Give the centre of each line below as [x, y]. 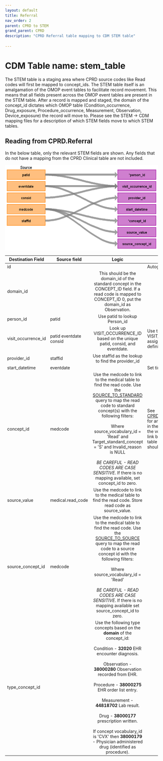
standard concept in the [118, 284]
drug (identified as [118, 747]
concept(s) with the [117, 411]
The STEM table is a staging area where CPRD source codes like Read [75, 79]
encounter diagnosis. [118, 653]
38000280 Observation [118, 669]
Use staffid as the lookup [118, 356]
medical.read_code [69, 500]
